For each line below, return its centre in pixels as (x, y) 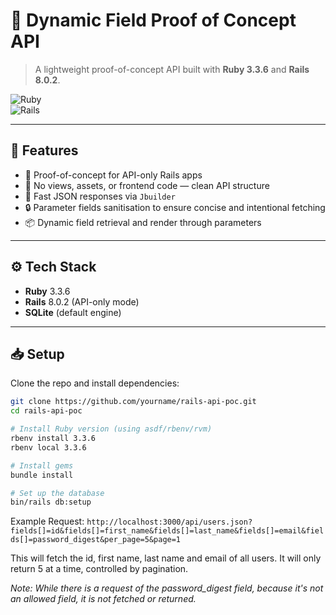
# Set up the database (57, 493)
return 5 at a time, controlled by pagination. (99, 569)
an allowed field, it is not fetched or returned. (103, 599)
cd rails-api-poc (46, 411)
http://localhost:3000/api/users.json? (169, 522)
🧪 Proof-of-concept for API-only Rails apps (113, 175)
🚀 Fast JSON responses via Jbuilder (100, 196)
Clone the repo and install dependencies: (95, 383)
